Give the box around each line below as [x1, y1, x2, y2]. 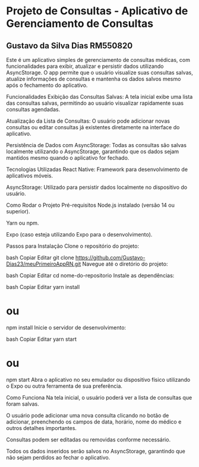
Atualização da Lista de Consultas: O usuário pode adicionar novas [6, 117, 170, 124]
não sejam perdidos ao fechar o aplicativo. [6, 454, 110, 461]
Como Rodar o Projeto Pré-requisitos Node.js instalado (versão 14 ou [6, 201, 175, 208]
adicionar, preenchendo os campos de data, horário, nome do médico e [6, 418, 182, 425]
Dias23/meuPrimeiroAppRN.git [6, 260, 81, 267]
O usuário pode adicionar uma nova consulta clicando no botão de [6, 412, 169, 419]
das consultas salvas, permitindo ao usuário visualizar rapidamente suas [6, 99, 184, 107]
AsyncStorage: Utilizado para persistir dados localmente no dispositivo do [6, 183, 188, 191]
